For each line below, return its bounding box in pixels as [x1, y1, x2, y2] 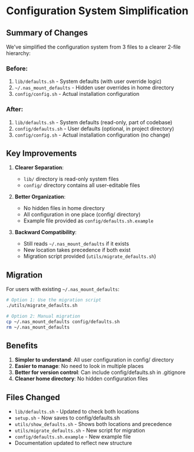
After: [6, 105, 24, 114]
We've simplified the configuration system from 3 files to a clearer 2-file [6, 43, 181, 50]
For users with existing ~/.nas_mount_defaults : [6, 286, 120, 293]
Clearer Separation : [14, 164, 64, 171]
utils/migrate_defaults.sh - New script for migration [14, 427, 146, 434]
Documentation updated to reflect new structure [14, 440, 133, 447]
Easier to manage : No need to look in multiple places [14, 363, 144, 370]
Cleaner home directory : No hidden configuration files [14, 375, 149, 382]
